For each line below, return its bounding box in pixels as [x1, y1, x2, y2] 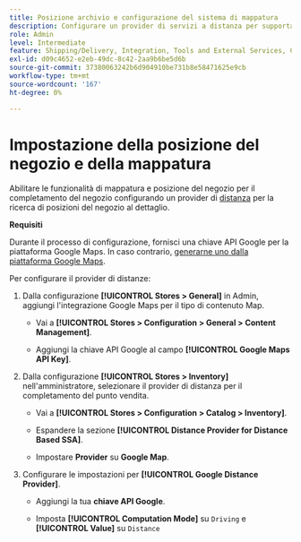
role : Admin [9, 30, 54, 39]
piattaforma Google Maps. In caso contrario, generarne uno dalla [9, 246, 249, 257]
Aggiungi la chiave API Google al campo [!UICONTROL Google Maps [35, 344, 290, 355]
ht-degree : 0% [9, 88, 63, 97]
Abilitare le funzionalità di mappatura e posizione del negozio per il [9, 183, 255, 194]
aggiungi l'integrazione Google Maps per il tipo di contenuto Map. [21, 300, 265, 311]
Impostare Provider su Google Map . [35, 452, 170, 462]
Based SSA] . [35, 434, 83, 445]
